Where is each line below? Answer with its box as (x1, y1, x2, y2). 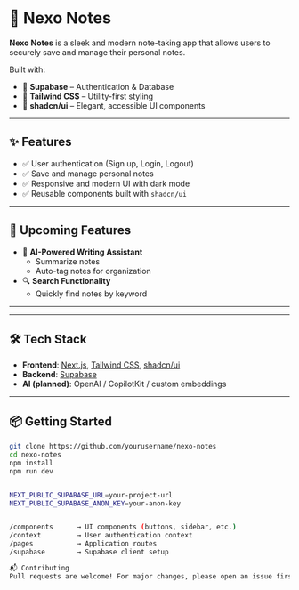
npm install (9, 458, 53, 467)
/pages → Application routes (9, 539, 158, 548)
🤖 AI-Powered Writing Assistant (21, 247, 143, 257)
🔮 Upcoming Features (9, 222, 132, 238)
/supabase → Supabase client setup (9, 547, 169, 557)
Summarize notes (35, 255, 101, 266)
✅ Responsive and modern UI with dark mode (21, 178, 190, 189)
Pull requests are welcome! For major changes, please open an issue (9, 571, 273, 581)
